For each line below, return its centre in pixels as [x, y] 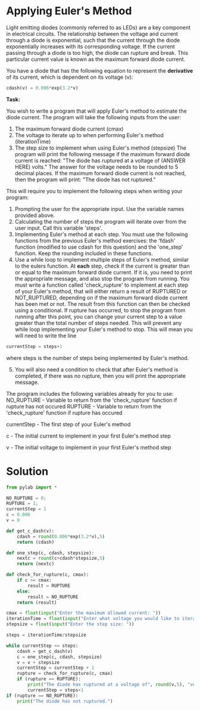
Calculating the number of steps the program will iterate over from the [100, 221]
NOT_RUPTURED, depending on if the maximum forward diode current [101, 297]
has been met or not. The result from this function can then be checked [102, 304]
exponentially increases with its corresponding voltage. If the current [91, 46]
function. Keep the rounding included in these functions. [84, 253]
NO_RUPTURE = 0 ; [26, 498]
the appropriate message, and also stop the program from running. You [102, 278]
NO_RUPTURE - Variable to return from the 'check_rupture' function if [92, 400]
